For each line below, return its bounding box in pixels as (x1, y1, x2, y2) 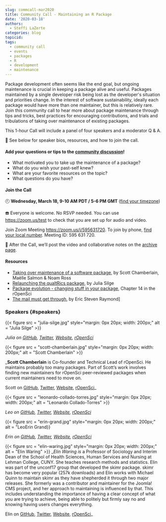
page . (5, 247, 17, 253)
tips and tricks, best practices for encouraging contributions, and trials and (5, 113, 158, 118)
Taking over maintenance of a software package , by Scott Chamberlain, (12, 269, 159, 275)
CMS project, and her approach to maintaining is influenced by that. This (5, 485, 154, 491)
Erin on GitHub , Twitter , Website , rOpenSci (5, 434, 92, 439)
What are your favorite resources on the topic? (12, 170, 108, 176)
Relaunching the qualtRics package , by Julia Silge (12, 280, 114, 286)
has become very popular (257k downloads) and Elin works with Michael (5, 469, 154, 475)
